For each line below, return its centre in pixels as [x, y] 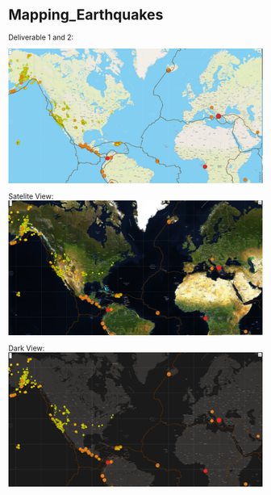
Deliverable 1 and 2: [41, 37]
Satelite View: [31, 196]
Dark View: [27, 348]
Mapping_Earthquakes [86, 15]
